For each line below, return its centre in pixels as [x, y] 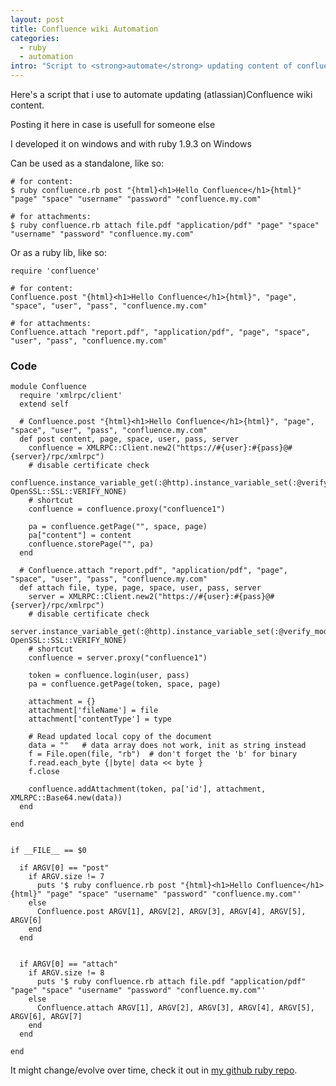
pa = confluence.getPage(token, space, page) [125, 684]
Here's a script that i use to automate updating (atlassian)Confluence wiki [161, 94]
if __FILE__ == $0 [48, 851]
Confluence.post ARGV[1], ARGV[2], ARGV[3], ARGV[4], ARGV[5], [171, 912]
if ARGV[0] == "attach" [68, 964]
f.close [44, 772]
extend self [44, 404]
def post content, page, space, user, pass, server [129, 439]
